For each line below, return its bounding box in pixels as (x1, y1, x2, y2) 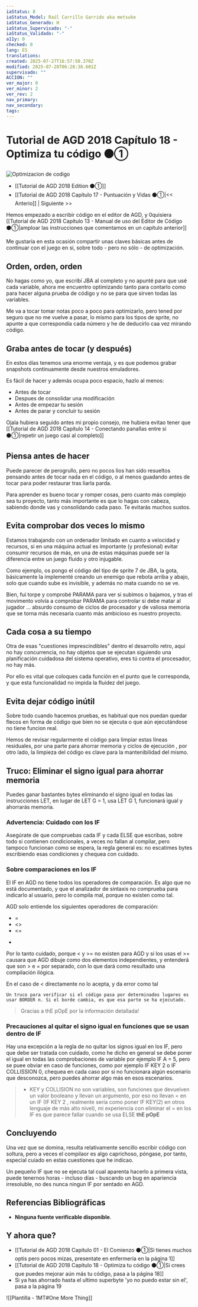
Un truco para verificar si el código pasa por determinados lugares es (6, 991, 189, 998)
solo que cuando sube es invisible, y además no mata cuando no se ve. (6, 579, 180, 586)
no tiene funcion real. (6, 725, 58, 732)
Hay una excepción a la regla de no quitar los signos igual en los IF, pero (6, 1043, 183, 1050)
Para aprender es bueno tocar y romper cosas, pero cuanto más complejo (6, 491, 186, 498)
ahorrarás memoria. (6, 804, 54, 810)
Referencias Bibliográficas (6, 1197, 106, 1208)
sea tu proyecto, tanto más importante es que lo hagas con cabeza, (6, 497, 170, 504)
